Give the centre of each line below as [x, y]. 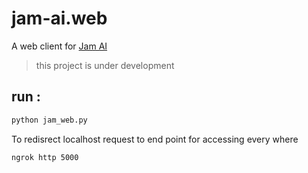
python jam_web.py [49, 120]
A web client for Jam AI [59, 46]
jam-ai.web [59, 18]
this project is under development [105, 65]
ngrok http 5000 [45, 157]
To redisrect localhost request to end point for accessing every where [155, 139]
